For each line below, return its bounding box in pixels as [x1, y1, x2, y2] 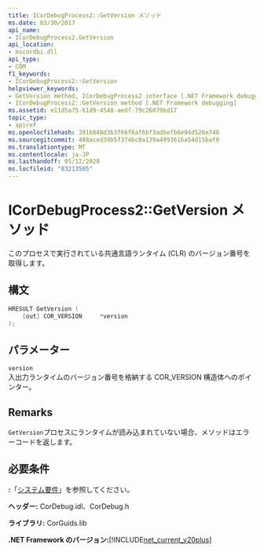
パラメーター [8, 343, 71, 356]
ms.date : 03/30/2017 [8, 19, 76, 27]
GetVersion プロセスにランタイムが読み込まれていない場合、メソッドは [8, 428, 236, 436]
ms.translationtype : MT [8, 143, 86, 151]
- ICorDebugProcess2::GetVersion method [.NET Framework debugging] [8, 99, 237, 107]
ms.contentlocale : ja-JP [8, 150, 90, 158]
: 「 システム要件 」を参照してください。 [8, 484, 134, 494]
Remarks [8, 406, 53, 419]
